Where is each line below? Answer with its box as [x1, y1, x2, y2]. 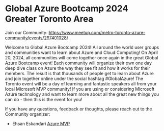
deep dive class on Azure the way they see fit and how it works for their [5, 65, 151, 71]
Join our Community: [5, 29, 48, 35]
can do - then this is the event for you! [5, 96, 82, 102]
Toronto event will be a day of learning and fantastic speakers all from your [5, 80, 157, 86]
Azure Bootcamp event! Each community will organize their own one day [5, 60, 152, 66]
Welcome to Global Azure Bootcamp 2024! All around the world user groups [5, 44, 159, 50]
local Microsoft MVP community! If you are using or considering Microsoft [5, 86, 155, 92]
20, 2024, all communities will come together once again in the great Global [5, 54, 158, 60]
